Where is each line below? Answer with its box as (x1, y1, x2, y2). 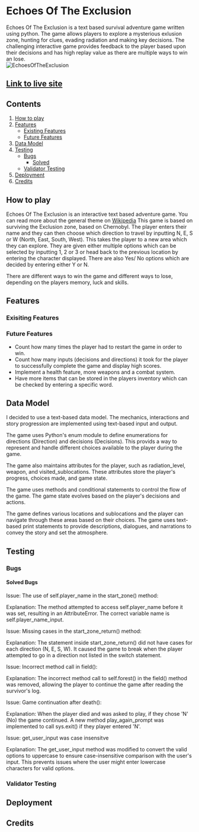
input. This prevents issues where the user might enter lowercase (6, 758, 166, 766)
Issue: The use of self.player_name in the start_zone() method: (6, 592, 159, 599)
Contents (6, 99, 41, 109)
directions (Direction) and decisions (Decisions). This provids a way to (6, 438, 178, 445)
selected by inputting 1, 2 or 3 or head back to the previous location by (6, 248, 179, 256)
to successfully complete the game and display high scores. (14, 362, 162, 369)
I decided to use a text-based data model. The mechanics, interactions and (6, 414, 190, 421)
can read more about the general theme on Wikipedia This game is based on (6, 216, 193, 224)
